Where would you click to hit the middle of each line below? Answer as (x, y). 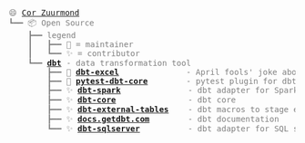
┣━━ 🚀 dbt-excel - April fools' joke (163, 72)
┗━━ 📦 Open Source (51, 23)
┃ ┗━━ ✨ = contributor (84, 53)
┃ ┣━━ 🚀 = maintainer (81, 44)
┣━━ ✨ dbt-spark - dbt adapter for (158, 90)
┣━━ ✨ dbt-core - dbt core (142, 100)
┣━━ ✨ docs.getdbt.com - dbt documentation (163, 119)
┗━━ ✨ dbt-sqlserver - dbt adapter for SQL (168, 129)
